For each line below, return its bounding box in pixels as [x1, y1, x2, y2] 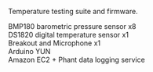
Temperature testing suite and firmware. [8, 7, 139, 16]
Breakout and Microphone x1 [8, 38, 100, 48]
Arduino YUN [8, 47, 51, 56]
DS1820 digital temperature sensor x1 [8, 31, 129, 39]
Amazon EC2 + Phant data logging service [8, 55, 145, 64]
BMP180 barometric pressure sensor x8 [8, 22, 137, 31]
